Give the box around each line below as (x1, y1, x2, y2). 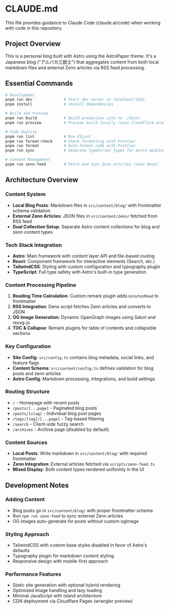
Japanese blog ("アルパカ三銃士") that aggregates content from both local (5, 59, 159, 65)
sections (12, 330, 31, 336)
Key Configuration (5, 343, 51, 350)
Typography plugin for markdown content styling (12, 553, 114, 559)
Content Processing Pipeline (5, 281, 76, 288)
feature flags (12, 360, 39, 366)
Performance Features (5, 571, 61, 578)
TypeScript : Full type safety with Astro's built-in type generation (12, 269, 147, 275)
